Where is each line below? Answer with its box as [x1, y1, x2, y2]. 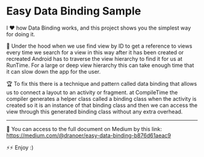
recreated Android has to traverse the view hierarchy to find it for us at [6, 55, 183, 62]
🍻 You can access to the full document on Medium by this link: [6, 125, 162, 132]
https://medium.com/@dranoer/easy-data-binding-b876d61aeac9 [6, 132, 171, 139]
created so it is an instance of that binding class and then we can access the [6, 101, 198, 109]
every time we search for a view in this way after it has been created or [6, 48, 184, 56]
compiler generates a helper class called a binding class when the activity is [6, 95, 197, 102]
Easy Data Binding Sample [6, 4, 141, 18]
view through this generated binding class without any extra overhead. [6, 107, 183, 115]
